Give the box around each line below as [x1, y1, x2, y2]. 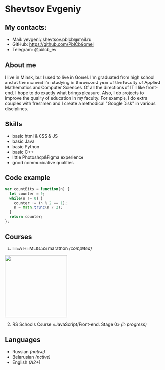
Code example [5, 174, 51, 182]
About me [5, 61, 36, 70]
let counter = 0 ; [9, 191, 45, 196]
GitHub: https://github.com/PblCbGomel [12, 41, 94, 47]
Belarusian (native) [12, 354, 51, 360]
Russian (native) [12, 349, 45, 355]
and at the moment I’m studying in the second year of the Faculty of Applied [5, 79, 160, 85]
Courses [5, 232, 32, 241]
